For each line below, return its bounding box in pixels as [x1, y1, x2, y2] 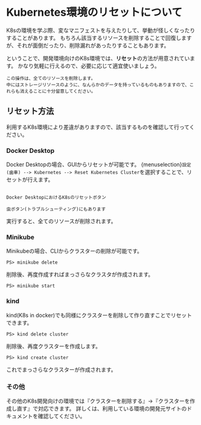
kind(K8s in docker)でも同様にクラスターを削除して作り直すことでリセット [6, 311, 192, 319]
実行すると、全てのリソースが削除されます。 [6, 218, 116, 225]
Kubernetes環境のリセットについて [6, 5, 183, 19]
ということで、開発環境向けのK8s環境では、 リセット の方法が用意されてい [6, 54, 190, 62]
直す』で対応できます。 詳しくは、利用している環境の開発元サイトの [16, 404, 187, 412]
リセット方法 [6, 106, 54, 117]
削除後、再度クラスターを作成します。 [6, 342, 101, 349]
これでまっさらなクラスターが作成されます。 [6, 366, 116, 373]
